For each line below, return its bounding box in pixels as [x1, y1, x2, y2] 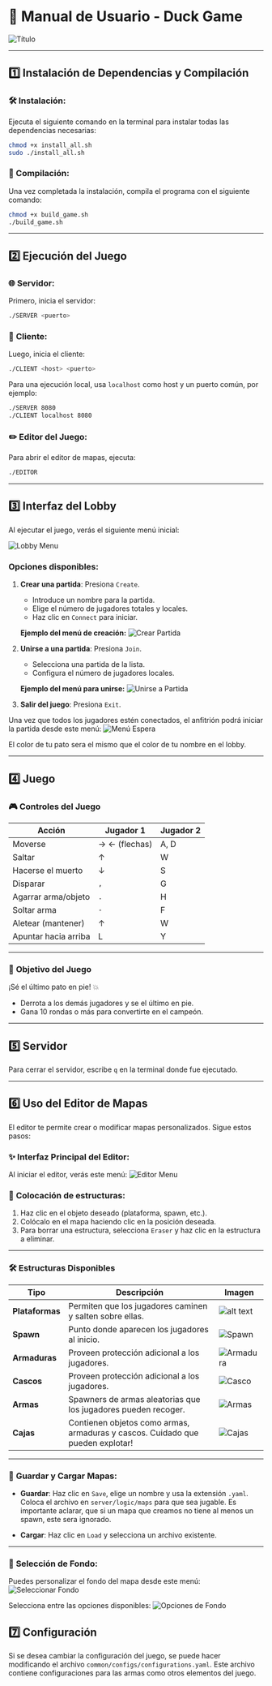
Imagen [223, 1286, 254, 1297]
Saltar [12, 851, 35, 862]
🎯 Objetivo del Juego [8, 963, 91, 974]
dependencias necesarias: [8, 125, 97, 135]
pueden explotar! [68, 1437, 134, 1448]
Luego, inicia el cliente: [8, 349, 85, 359]
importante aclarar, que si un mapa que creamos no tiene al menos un [19, 1505, 254, 1516]
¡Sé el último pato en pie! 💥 [8, 982, 100, 992]
